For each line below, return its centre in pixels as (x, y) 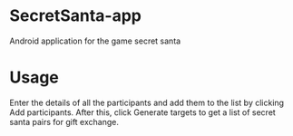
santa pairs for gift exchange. (64, 121)
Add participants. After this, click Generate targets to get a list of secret (143, 112)
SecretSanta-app (76, 16)
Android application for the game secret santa (95, 41)
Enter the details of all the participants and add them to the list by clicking (146, 102)
